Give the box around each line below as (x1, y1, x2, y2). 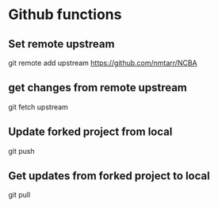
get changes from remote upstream (8, 81, 188, 94)
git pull (8, 190, 31, 200)
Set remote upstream (8, 37, 115, 51)
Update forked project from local (8, 125, 173, 139)
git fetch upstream (8, 102, 69, 112)
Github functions (8, 6, 122, 24)
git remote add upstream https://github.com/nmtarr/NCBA (8, 58, 197, 67)
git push (8, 146, 36, 155)
